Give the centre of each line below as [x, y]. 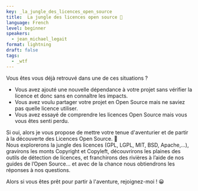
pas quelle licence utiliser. [46, 108]
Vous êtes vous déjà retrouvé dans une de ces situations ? [77, 78]
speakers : [18, 34]
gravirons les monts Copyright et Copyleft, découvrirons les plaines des [93, 151]
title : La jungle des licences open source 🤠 [64, 17]
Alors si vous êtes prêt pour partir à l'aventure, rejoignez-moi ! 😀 [85, 182]
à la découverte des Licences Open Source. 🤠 [62, 138]
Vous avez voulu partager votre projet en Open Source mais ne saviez [100, 102]
